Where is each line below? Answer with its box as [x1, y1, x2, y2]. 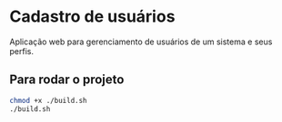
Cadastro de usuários [9, 6, 176, 27]
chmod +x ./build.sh [9, 96, 88, 105]
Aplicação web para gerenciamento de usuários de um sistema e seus [9, 36, 273, 47]
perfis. [9, 45, 35, 56]
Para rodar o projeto [9, 72, 125, 88]
